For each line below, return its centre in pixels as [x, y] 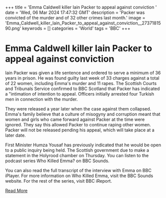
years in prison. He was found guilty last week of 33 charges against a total [82, 78]
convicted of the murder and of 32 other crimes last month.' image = [75, 18]
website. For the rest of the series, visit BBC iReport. [59, 181]
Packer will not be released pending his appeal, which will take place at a [80, 130]
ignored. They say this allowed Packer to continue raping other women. [78, 124]
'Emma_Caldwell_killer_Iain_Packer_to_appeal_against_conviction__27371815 [83, 23]
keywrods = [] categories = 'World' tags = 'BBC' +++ [76, 28]
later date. [16, 135]
